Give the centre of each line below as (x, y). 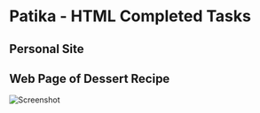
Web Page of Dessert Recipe (90, 78)
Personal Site (47, 49)
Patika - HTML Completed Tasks (130, 16)
